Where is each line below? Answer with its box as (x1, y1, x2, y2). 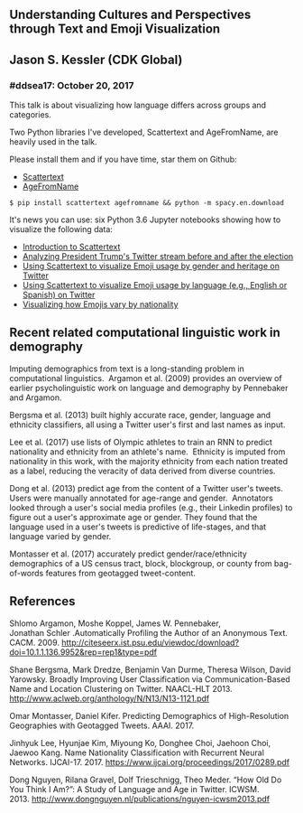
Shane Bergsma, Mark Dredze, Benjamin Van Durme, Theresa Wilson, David (9, 664, 291, 675)
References (9, 593, 76, 609)
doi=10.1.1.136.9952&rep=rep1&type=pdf (9, 646, 158, 658)
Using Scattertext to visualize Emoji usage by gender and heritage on (22, 261, 280, 272)
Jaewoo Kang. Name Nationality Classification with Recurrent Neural (9, 747, 264, 758)
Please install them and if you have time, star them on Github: (9, 154, 237, 165)
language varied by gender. (9, 530, 112, 541)
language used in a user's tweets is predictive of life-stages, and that (9, 521, 267, 532)
